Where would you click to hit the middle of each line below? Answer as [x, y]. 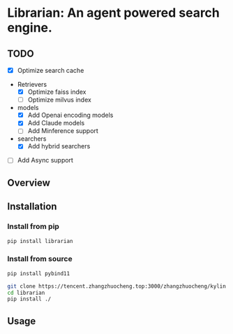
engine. [30, 28]
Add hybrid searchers [59, 146]
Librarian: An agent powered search [113, 13]
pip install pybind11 [39, 273]
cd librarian [26, 293]
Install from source [40, 259]
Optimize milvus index [60, 100]
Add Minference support [63, 131]
